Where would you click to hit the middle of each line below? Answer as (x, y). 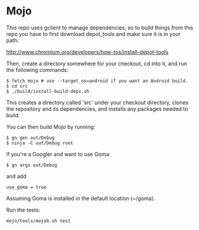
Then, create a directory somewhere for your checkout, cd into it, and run (97, 63)
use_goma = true (26, 187)
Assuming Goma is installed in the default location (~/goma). (81, 198)
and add (16, 176)
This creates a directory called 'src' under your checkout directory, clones (97, 102)
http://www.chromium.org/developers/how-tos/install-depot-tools (87, 52)
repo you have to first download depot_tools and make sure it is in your (94, 34)
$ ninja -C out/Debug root (40, 143)
